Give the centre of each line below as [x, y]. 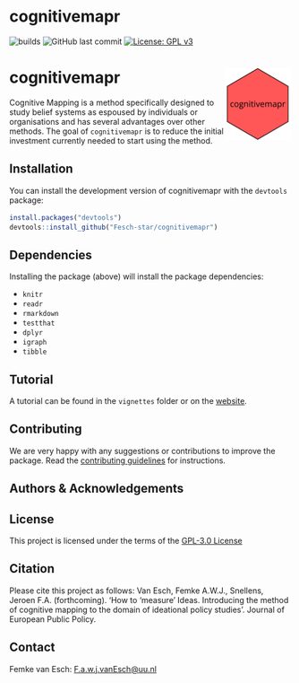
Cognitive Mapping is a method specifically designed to [112, 102]
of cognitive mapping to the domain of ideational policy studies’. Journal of [147, 609]
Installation [41, 169]
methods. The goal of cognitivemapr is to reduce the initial [116, 131]
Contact [32, 648]
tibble [34, 352]
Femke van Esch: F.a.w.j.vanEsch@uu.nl [83, 669]
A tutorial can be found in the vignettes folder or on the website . [128, 401]
